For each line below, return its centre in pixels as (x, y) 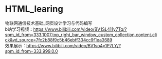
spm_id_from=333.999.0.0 (32, 51)
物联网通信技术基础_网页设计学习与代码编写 (49, 23)
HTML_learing (34, 9)
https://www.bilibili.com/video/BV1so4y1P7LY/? (74, 45)
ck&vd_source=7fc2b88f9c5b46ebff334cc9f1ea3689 (59, 39)
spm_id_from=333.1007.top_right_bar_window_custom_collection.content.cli (81, 35)
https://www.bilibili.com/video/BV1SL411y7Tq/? (80, 29)
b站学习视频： (19, 29)
